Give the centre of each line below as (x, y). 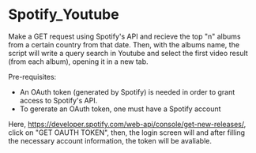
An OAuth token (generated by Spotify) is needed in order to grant (127, 91)
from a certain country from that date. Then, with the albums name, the (124, 44)
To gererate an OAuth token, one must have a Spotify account (120, 109)
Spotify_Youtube (64, 15)
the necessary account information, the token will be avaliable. (110, 140)
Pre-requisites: (32, 76)
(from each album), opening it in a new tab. (78, 62)
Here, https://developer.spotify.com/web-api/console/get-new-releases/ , (127, 124)
